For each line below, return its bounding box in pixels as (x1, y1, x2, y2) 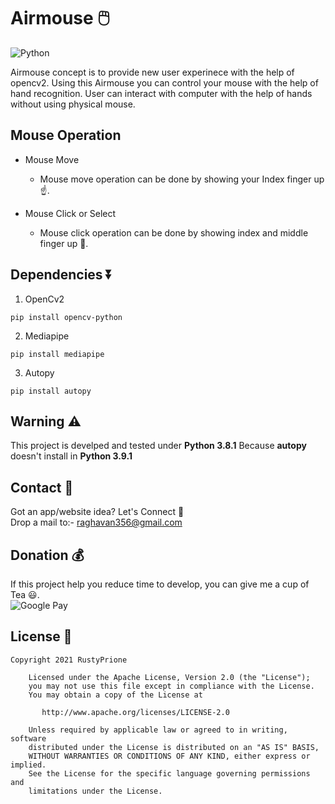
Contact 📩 (10, 479, 74, 496)
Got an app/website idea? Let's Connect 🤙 (10, 506, 185, 518)
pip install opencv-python (10, 312, 123, 322)
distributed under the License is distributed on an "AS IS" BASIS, (28, 742, 320, 752)
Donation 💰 (10, 546, 85, 564)
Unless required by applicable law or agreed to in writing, (28, 725, 288, 735)
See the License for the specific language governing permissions (28, 768, 311, 779)
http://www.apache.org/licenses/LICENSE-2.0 (41, 707, 230, 717)
